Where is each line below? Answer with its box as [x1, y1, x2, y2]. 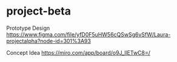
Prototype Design [6, 24, 50, 32]
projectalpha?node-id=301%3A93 [6, 37, 91, 44]
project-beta [6, 4, 72, 18]
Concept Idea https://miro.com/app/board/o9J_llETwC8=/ [6, 49, 150, 56]
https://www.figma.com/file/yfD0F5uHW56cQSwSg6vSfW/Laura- [6, 30, 171, 38]
